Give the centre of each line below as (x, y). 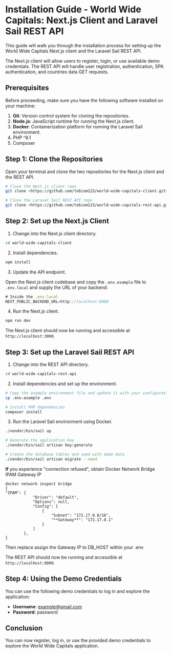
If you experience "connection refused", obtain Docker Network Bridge (80, 469)
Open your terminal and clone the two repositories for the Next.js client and (85, 171)
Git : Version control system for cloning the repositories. (71, 116)
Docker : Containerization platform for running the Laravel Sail (78, 126)
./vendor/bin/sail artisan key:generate (49, 445)
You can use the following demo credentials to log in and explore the (78, 591)
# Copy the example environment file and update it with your (73, 393)
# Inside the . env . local (32, 297)
